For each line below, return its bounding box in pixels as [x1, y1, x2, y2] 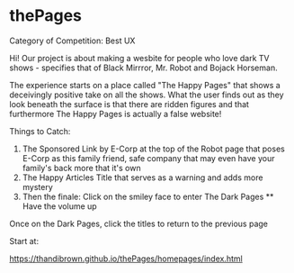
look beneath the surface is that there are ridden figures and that [9, 98, 250, 109]
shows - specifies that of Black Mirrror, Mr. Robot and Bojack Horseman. [9, 62, 278, 73]
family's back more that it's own [22, 162, 141, 173]
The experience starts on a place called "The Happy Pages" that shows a [9, 79, 281, 90]
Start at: [9, 235, 39, 246]
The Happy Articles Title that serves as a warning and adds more [22, 172, 263, 183]
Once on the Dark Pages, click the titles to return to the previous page [9, 218, 268, 229]
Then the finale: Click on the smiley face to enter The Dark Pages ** [22, 191, 274, 202]
